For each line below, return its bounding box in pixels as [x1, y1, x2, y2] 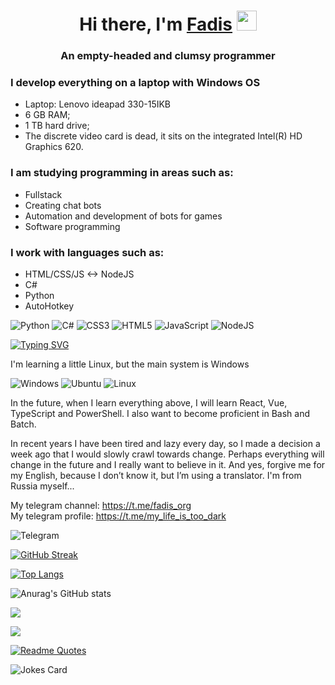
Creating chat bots [24, 199, 102, 211]
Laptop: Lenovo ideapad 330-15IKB [24, 98, 172, 110]
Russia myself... [10, 480, 75, 492]
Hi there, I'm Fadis [79, 13, 233, 36]
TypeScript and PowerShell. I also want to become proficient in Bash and [10, 408, 310, 419]
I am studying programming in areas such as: [10, 166, 234, 180]
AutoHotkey [24, 300, 75, 312]
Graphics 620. [24, 141, 84, 153]
